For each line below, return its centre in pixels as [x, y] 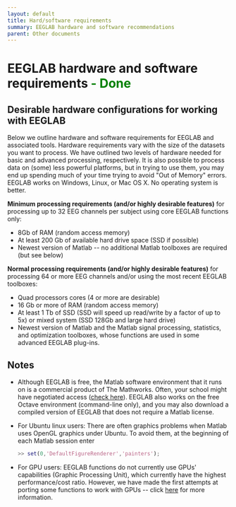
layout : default [31, 14]
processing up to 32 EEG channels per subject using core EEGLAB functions [118, 211]
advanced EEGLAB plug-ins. [58, 343]
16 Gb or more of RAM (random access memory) [88, 305]
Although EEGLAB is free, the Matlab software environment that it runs [119, 382]
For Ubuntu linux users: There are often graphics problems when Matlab [122, 426]
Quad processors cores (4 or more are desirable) [89, 298]
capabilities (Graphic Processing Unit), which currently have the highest [122, 474]
